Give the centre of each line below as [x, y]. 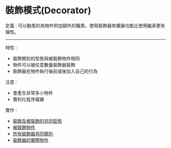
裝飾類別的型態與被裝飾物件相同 [46, 58]
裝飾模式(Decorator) [48, 10]
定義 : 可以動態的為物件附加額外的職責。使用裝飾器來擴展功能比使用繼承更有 [85, 26]
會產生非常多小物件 [33, 93]
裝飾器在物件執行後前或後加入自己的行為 [55, 71]
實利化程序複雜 [28, 99]
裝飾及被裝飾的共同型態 [37, 121]
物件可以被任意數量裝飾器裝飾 [44, 65]
